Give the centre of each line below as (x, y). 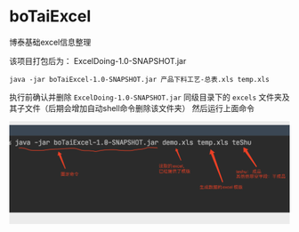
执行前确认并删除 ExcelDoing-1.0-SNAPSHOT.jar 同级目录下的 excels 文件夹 (145, 97)
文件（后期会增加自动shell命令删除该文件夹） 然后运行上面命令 (140, 108)
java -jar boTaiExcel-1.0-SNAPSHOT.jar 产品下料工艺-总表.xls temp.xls (139, 79)
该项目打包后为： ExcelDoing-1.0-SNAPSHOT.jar (98, 60)
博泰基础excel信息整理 (50, 42)
